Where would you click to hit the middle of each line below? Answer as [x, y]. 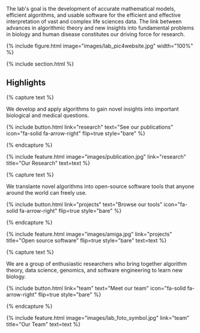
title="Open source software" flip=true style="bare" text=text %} [86, 240]
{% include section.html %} [40, 64]
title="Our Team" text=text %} [44, 324]
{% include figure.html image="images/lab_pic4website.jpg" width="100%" [100, 46]
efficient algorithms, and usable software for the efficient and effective [94, 15]
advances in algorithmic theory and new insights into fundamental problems [100, 28]
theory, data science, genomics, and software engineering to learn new [95, 270]
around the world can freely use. [47, 192]
